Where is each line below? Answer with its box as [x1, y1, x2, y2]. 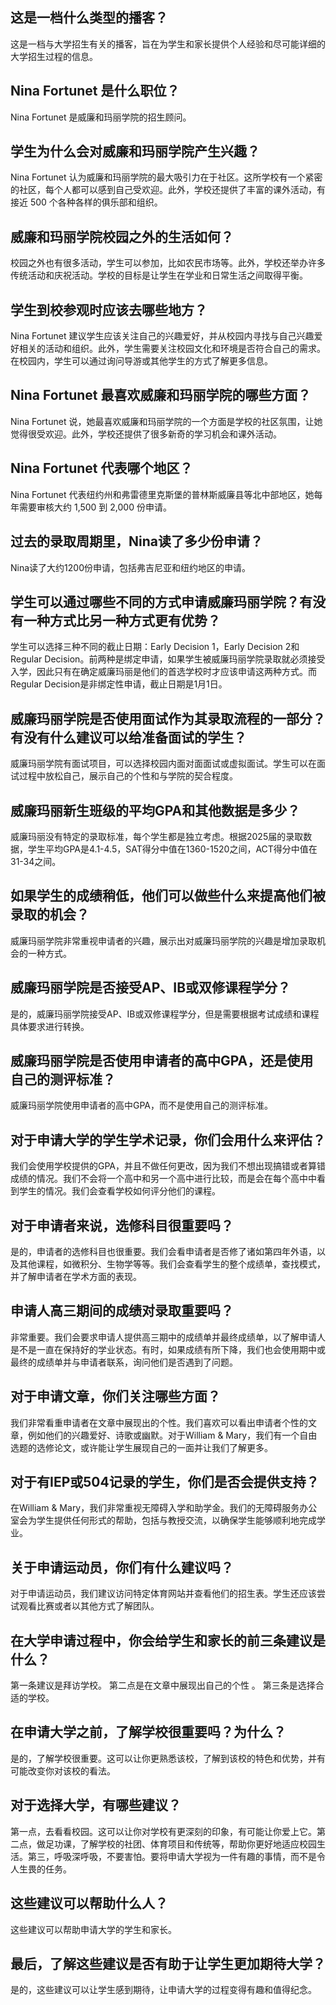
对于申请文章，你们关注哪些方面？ [10, 1388, 221, 1405]
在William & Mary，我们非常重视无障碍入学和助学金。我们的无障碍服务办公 [10, 1502, 318, 1514]
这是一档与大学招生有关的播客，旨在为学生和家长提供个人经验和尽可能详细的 [10, 38, 326, 50]
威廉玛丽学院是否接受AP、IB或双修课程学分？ [10, 979, 292, 997]
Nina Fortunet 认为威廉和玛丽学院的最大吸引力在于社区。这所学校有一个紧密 [10, 171, 323, 183]
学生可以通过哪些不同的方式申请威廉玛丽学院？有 [10, 593, 313, 610]
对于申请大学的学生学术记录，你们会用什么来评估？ [10, 1131, 326, 1148]
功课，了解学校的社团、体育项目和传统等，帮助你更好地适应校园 [53, 1838, 317, 1850]
